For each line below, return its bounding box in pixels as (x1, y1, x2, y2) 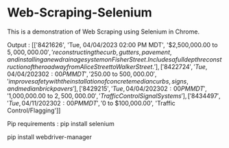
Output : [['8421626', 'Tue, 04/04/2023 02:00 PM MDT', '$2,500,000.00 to (7, 40, 218, 49)
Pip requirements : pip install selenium (7, 119, 114, 127)
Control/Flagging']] (7, 106, 61, 114)
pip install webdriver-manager (7, 132, 93, 141)
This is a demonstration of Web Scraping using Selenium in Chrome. (7, 27, 200, 36)
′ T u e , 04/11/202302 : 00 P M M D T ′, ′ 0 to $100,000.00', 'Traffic (7, 99, 176, 107)
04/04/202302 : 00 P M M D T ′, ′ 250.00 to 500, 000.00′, (7, 70, 157, 78)
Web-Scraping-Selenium (7, 5, 152, 21)
